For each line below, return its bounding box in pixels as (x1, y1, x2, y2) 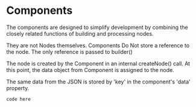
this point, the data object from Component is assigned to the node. (6, 66, 174, 73)
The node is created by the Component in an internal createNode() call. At (6, 60, 191, 67)
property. (6, 84, 30, 91)
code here (6, 96, 31, 102)
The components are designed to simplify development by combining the (6, 24, 188, 31)
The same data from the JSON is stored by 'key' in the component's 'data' (6, 78, 191, 85)
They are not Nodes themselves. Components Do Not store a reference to (6, 42, 190, 49)
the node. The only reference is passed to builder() (6, 48, 133, 55)
